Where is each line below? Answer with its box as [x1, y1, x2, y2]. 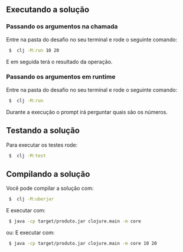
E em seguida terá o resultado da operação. [6, 58, 113, 65]
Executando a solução [6, 5, 90, 15]
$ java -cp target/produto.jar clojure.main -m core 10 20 [8, 240, 158, 246]
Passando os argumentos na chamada [6, 22, 118, 31]
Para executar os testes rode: [6, 141, 78, 148]
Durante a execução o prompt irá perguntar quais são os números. [6, 108, 168, 115]
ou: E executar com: [6, 229, 55, 236]
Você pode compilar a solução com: [6, 185, 94, 192]
